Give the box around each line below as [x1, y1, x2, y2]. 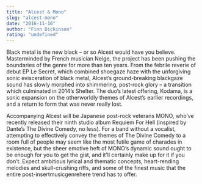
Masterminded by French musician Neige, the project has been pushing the [6, 55, 196, 62]
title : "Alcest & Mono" [6, 9, 67, 15]
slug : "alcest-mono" [6, 15, 59, 21]
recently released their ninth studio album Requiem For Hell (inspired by [6, 119, 187, 126]
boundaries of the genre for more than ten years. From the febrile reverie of [6, 62, 197, 69]
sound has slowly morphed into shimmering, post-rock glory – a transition [6, 81, 192, 89]
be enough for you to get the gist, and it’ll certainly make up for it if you [6, 151, 185, 159]
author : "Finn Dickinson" [6, 26, 72, 32]
